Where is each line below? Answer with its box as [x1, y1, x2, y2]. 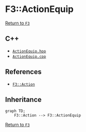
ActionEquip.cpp [12, 54, 46, 59]
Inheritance [5, 95, 42, 103]
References [5, 67, 42, 76]
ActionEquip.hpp [12, 48, 46, 53]
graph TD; [5, 108, 26, 113]
